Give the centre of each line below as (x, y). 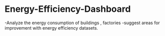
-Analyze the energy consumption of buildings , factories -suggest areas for (82, 23)
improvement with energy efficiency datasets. (52, 28)
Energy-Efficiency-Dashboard (68, 9)
